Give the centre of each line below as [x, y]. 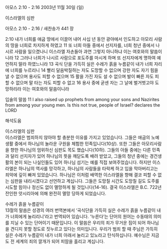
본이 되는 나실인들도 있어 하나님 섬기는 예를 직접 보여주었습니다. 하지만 [83, 162]
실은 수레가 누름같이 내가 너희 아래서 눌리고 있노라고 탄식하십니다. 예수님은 [78, 235]
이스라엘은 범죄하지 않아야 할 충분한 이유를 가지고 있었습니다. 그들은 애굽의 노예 [82, 137]
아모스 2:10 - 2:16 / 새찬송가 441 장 [39, 28]
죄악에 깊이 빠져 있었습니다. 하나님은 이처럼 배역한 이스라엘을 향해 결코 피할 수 [81, 175]
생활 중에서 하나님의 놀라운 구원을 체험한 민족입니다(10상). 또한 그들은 [73, 144]
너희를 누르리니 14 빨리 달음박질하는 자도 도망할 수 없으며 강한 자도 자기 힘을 [84, 70]
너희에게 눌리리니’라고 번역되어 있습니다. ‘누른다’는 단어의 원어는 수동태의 [81, 216]
